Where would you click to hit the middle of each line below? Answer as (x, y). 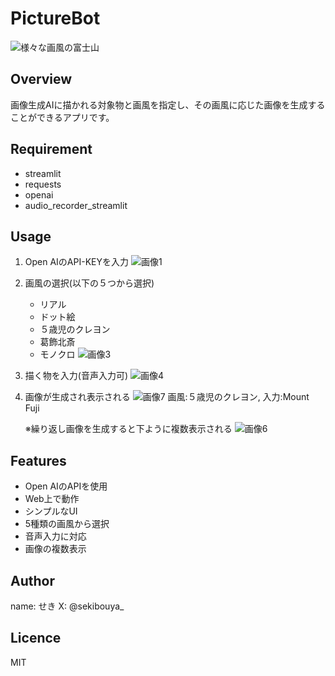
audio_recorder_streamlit (76, 205)
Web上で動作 (52, 499)
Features (38, 460)
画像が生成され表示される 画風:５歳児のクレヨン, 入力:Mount (167, 397)
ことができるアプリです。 (62, 117)
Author (32, 580)
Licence (36, 638)
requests (43, 184)
